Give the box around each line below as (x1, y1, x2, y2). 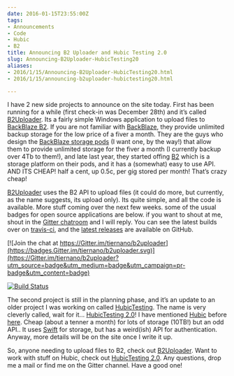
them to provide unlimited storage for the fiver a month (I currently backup (7, 145, 221, 154)
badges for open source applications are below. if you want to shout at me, (7, 210, 223, 219)
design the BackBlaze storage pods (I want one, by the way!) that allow (7, 138, 212, 146)
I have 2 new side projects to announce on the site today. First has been (7, 101, 214, 109)
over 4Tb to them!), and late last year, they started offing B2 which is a (7, 152, 210, 161)
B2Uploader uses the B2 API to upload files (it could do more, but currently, (7, 188, 225, 196)
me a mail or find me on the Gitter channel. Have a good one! (7, 361, 183, 370)
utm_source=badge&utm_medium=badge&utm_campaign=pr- (7, 261, 186, 270)
